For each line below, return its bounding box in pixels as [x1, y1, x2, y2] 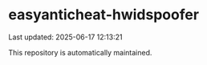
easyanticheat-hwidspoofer [8, 6, 199, 24]
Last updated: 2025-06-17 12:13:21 [8, 32, 123, 42]
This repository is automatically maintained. [8, 47, 152, 57]
